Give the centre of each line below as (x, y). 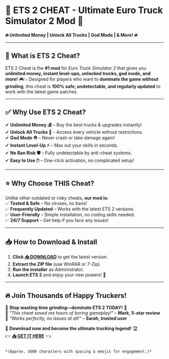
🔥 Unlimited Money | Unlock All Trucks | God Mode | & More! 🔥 (71, 35)
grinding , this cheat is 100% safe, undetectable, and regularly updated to (83, 86)
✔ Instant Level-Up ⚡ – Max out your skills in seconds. (62, 145)
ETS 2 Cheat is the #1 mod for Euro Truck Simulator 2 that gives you (76, 68)
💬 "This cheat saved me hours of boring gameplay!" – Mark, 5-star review (83, 313)
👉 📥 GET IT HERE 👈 (28, 336)
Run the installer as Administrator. (48, 270)
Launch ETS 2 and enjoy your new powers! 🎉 (59, 275)
